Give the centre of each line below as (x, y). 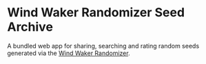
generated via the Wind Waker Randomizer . (69, 53)
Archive (30, 27)
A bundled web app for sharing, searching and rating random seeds (103, 46)
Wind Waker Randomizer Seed (96, 13)
